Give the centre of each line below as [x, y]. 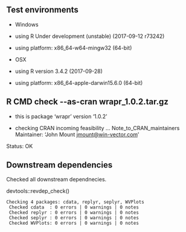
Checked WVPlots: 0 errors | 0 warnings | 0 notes [74, 223]
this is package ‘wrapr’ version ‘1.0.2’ [61, 116]
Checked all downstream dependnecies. [56, 180]
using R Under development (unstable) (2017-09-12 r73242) [90, 36]
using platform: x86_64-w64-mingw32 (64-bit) [73, 48]
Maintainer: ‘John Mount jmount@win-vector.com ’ [77, 134]
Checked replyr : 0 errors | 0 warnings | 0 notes [74, 213]
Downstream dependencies [59, 165]
